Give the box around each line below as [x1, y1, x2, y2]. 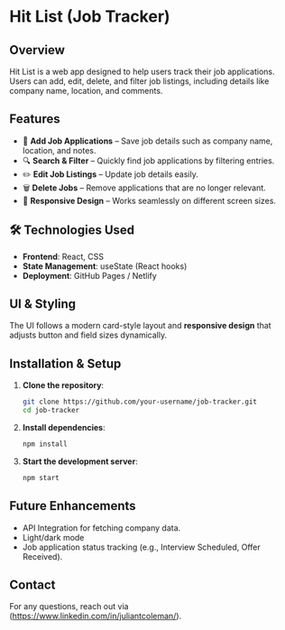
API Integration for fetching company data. [22, 522, 181, 533]
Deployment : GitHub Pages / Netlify [22, 270, 158, 281]
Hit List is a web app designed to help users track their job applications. [9, 66, 275, 77]
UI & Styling [9, 296, 77, 312]
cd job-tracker [22, 406, 80, 415]
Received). [22, 551, 63, 561]
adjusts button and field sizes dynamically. [9, 329, 168, 340]
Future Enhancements [9, 498, 137, 514]
